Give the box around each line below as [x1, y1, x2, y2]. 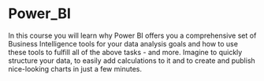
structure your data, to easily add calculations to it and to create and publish [8, 56, 256, 65]
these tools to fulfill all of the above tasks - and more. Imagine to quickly [8, 47, 243, 57]
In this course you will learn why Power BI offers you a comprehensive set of [8, 31, 257, 40]
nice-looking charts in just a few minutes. [8, 64, 142, 73]
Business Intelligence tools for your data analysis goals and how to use [8, 39, 239, 48]
